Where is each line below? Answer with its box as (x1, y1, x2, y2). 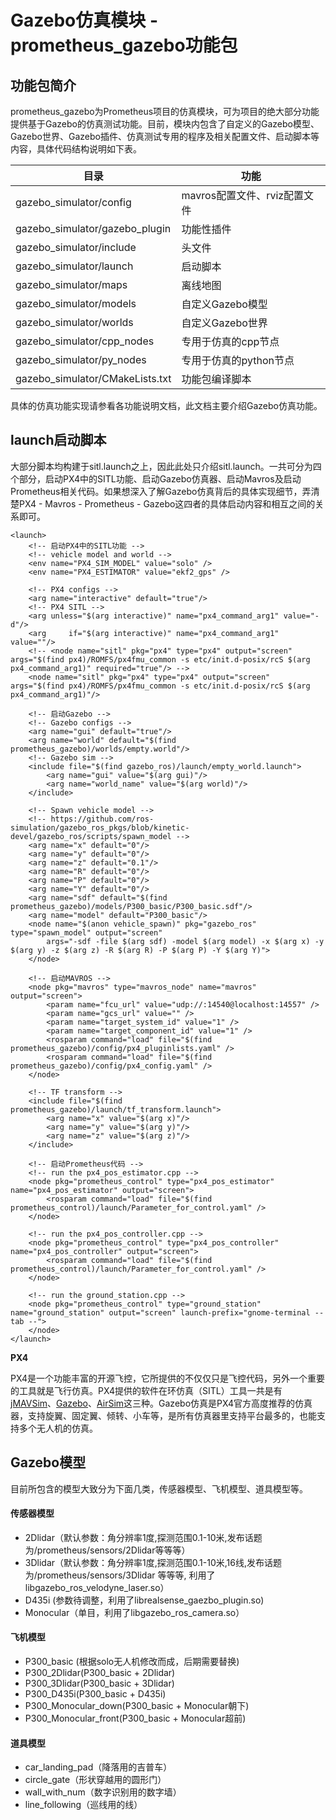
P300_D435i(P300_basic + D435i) (24, 1688, 167, 1700)
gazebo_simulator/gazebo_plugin (15, 222, 172, 235)
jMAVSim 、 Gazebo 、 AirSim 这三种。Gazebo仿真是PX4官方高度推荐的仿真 (10, 1397, 313, 1409)
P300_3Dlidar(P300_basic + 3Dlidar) (24, 1677, 175, 1690)
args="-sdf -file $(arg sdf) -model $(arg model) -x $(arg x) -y (46, 936, 325, 946)
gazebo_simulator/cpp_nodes (15, 334, 155, 348)
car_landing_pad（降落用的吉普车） (24, 1761, 173, 1773)
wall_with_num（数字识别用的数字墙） (24, 1786, 182, 1798)
